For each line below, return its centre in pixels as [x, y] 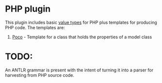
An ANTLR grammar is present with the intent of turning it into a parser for [79, 70]
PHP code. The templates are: [35, 27]
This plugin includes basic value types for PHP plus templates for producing [81, 22]
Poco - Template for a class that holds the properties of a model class [82, 37]
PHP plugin [28, 9]
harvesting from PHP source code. [40, 75]
